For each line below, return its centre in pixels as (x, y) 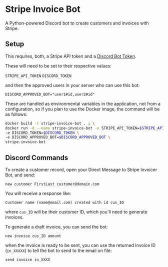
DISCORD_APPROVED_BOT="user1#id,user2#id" (50, 94)
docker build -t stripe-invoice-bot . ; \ (50, 123)
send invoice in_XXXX (28, 259)
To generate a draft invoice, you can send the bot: (57, 226)
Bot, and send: (20, 175)
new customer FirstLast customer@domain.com (52, 184)
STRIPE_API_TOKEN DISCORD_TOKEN (38, 76)
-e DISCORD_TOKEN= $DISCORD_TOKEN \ (42, 133)
